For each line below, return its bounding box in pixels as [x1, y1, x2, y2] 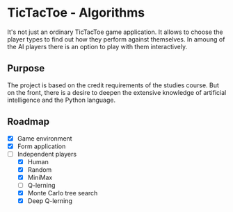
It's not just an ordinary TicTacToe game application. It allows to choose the [7, 28, 223, 36]
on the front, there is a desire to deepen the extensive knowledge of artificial [7, 88, 227, 96]
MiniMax [27, 173, 53, 182]
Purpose [7, 62, 45, 74]
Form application [17, 142, 66, 150]
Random [27, 165, 52, 174]
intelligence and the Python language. [7, 96, 116, 104]
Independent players [17, 150, 77, 158]
